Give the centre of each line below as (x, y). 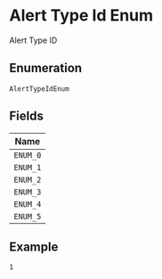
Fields (27, 116)
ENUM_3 (28, 192)
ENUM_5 (28, 216)
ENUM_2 (28, 180)
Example (34, 246)
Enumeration (46, 68)
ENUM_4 (28, 204)
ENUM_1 (28, 167)
